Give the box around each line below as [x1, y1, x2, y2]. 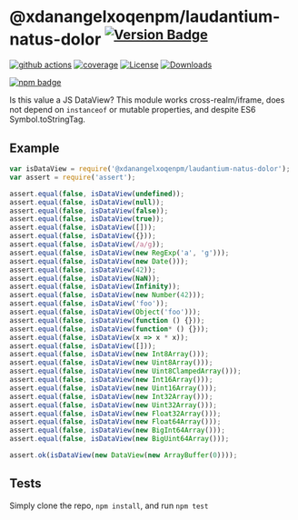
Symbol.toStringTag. [9, 114, 86, 125]
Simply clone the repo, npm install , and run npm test [9, 500, 209, 511]
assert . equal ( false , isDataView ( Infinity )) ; [9, 282, 181, 292]
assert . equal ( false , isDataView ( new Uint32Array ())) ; [9, 400, 218, 410]
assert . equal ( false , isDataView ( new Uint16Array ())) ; [9, 384, 218, 393]
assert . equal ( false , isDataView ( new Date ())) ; [9, 256, 189, 265]
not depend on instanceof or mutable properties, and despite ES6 [9, 105, 256, 115]
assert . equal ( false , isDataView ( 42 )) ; [9, 265, 156, 275]
